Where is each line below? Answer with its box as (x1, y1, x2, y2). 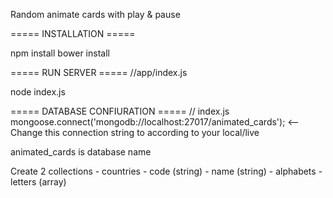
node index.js (10, 86, 66, 98)
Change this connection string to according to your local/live (10, 127, 260, 138)
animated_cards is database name (10, 146, 152, 158)
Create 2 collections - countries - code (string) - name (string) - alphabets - (10, 165, 323, 177)
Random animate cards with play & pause (10, 9, 181, 20)
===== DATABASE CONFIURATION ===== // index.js (10, 105, 230, 117)
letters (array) (10, 176, 67, 188)
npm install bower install (10, 47, 110, 59)
